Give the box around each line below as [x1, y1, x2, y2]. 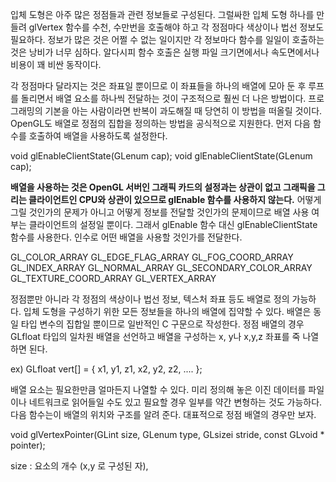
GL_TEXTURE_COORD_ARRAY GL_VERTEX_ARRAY [10, 273, 217, 284]
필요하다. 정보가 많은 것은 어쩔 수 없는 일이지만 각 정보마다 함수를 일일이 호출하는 [10, 34, 325, 45]
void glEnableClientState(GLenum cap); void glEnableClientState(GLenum [10, 150, 313, 162]
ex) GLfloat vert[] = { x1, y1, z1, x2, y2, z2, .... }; [10, 363, 203, 375]
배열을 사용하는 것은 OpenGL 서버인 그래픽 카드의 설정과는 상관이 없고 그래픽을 [10, 181, 316, 193]
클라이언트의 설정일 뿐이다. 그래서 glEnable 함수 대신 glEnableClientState [28, 219, 318, 230]
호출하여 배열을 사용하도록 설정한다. [28, 130, 168, 142]
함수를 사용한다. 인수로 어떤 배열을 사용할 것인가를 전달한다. [10, 231, 243, 243]
